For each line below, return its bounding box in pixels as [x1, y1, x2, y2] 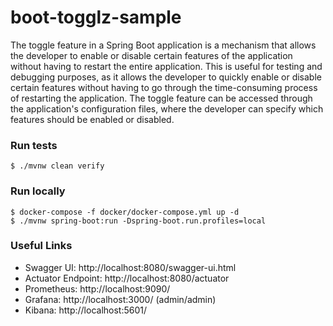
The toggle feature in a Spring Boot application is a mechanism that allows [10, 39, 317, 51]
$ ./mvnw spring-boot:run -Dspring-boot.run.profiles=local [10, 216, 267, 226]
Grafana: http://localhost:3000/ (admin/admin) [24, 293, 217, 305]
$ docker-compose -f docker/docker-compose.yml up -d [10, 207, 240, 217]
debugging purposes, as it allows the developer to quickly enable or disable [10, 71, 322, 83]
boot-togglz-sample [10, 6, 182, 29]
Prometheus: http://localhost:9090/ [24, 282, 171, 295]
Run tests [10, 138, 58, 152]
